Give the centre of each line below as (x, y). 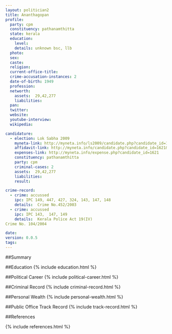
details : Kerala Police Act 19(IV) (54, 219)
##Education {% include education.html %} (51, 267)
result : (23, 181)
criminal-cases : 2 (34, 167)
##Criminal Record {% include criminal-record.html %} (63, 287)
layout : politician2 (27, 10)
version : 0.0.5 (21, 238)
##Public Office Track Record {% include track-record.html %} (71, 307)
